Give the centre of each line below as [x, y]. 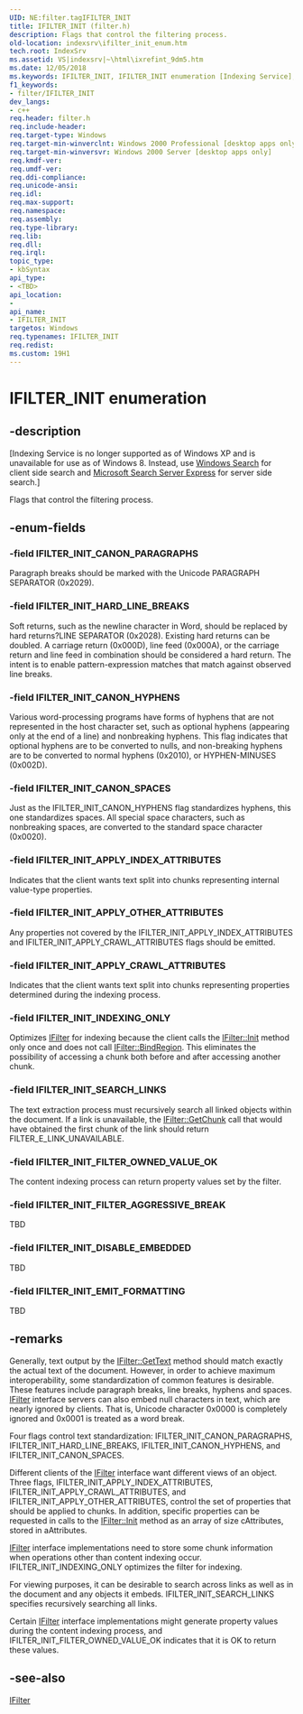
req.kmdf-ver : [36, 160]
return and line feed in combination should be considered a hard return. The [150, 655]
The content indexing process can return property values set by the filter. [146, 1181]
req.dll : [26, 245]
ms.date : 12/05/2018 [48, 69]
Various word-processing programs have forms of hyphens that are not [142, 717]
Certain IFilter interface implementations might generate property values [144, 1621]
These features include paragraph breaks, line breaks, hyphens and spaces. [151, 1389]
